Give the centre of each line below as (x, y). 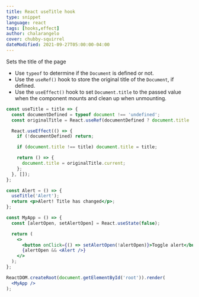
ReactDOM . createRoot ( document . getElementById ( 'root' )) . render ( (86, 277)
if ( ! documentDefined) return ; (55, 136)
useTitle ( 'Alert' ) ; (36, 196)
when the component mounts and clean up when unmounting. (91, 98)
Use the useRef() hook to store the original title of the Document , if (94, 79)
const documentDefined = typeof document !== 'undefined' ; (86, 114)
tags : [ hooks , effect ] (33, 28)
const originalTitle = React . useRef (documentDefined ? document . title (100, 120)
